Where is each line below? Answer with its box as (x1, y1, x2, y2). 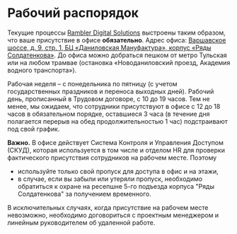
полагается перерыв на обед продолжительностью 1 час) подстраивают (7, 117, 228, 125)
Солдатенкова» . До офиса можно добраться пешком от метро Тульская (7, 51, 228, 59)
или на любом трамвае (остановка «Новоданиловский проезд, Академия (7, 58, 231, 66)
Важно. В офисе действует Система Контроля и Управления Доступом (7, 138, 224, 146)
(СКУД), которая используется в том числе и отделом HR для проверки (7, 146, 225, 154)
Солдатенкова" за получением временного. (17, 189, 151, 198)
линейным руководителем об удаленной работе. (7, 218, 156, 227)
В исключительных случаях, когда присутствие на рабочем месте (7, 203, 209, 211)
